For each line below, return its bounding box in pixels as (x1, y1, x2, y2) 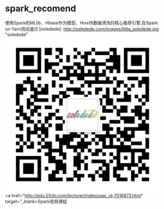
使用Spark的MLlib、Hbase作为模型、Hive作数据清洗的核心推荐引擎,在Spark (5, 20, 158, 26)
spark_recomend (5, 3, 76, 14)
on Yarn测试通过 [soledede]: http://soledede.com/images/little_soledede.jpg (5, 26, 159, 32)
